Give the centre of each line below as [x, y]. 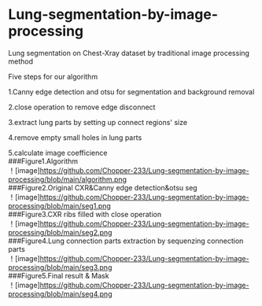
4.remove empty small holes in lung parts [75, 137]
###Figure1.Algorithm [43, 161]
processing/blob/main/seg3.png [60, 267]
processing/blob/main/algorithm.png [68, 179]
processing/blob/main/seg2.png [60, 232]
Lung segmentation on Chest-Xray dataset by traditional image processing [129, 53]
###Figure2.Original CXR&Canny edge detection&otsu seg [103, 187]
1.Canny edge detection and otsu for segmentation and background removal [131, 91]
